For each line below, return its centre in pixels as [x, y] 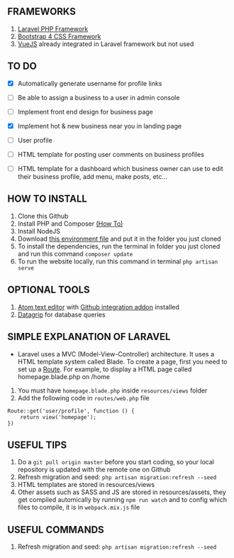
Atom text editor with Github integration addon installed [98, 307]
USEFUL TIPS [37, 445]
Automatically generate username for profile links [90, 83]
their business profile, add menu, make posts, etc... [93, 177]
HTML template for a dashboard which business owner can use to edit [120, 169]
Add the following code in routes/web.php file [84, 398]
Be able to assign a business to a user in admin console [99, 97]
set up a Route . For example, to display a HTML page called [105, 369]
